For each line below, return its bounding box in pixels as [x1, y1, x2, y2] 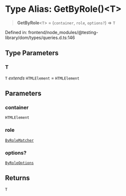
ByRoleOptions [5, 160, 34, 165]
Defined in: [5, 29, 27, 35]
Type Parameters [5, 49, 59, 57]
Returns [5, 174, 30, 182]
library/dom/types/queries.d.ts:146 [5, 35, 75, 40]
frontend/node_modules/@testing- [28, 29, 99, 35]
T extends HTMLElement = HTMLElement [5, 75, 80, 81]
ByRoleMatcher [5, 138, 34, 143]
